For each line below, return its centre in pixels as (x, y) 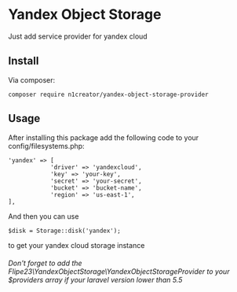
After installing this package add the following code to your (104, 137)
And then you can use (44, 216)
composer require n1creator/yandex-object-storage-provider (109, 94)
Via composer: (32, 79)
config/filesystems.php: (46, 146)
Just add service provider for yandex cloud (78, 36)
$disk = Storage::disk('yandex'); (65, 231)
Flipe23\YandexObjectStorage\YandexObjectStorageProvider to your (119, 272)
